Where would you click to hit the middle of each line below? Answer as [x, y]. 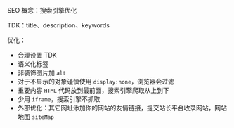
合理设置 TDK [37, 55]
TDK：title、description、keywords [59, 25]
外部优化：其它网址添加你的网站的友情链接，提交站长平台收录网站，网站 [122, 108]
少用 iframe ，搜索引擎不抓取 [59, 99]
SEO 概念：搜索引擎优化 [42, 10]
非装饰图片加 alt [42, 73]
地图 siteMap [35, 117]
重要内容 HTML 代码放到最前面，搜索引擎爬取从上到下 [93, 90]
